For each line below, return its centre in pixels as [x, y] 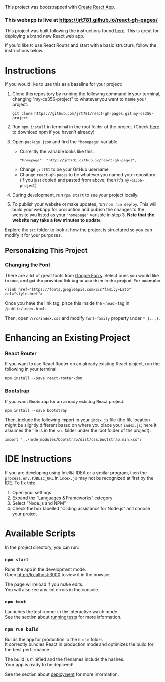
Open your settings [32, 492]
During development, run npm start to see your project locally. [75, 195]
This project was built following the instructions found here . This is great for [82, 31]
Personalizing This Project [46, 251]
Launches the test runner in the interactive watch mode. [62, 612]
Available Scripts [41, 533]
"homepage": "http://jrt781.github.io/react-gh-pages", [78, 160]
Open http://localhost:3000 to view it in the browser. [58, 574]
